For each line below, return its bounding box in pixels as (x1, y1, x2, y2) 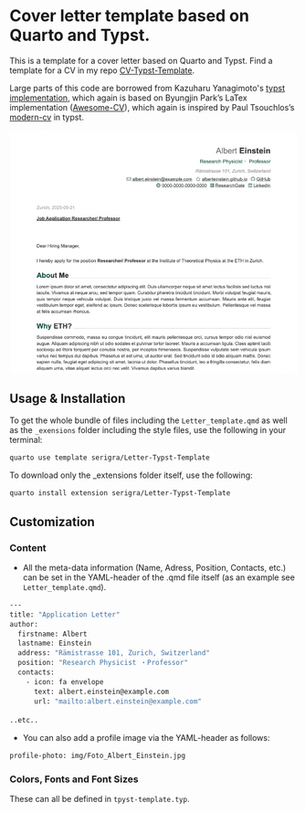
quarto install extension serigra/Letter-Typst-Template (9, 489, 231, 498)
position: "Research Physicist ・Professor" (17, 659, 189, 668)
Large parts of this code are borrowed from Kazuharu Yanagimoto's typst (9, 82, 286, 93)
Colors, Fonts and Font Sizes (9, 773, 139, 786)
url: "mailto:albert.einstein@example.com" (33, 696, 203, 706)
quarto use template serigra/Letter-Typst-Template (9, 453, 210, 462)
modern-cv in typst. (9, 111, 85, 122)
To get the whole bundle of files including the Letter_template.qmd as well (9, 415, 288, 426)
